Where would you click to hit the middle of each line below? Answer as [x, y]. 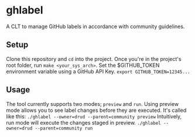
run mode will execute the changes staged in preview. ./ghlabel [83, 122]
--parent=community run [64, 128]
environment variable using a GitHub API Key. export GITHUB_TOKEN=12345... [98, 71]
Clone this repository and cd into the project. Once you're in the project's [94, 59]
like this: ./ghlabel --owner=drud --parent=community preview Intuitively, [94, 116]
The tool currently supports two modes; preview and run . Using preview [93, 104]
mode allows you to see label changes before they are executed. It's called [96, 110]
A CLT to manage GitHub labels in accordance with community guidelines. [95, 26]
